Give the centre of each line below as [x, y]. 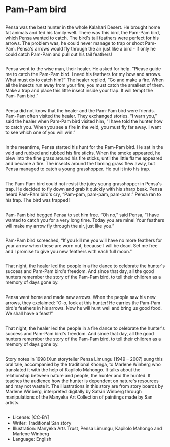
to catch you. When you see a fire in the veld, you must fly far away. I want [83, 127]
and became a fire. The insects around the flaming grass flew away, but [80, 163]
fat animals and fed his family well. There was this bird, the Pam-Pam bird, [83, 32]
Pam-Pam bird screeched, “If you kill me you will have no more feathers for [84, 240]
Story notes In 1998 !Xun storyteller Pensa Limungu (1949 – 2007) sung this [84, 359]
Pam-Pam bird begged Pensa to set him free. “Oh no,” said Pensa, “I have [82, 215]
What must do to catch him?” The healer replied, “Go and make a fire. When [84, 80]
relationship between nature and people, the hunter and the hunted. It [78, 376]
